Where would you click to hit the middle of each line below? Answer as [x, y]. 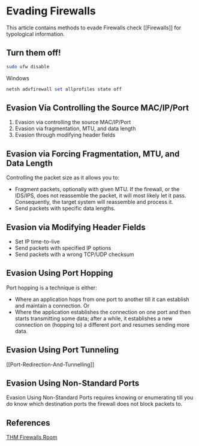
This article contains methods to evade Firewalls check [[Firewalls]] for [94, 28]
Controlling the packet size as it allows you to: [63, 177]
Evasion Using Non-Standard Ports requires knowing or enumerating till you [100, 397]
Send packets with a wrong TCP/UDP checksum [75, 254]
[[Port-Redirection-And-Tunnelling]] [50, 364]
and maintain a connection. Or [52, 305]
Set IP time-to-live [37, 242]
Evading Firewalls [51, 11]
